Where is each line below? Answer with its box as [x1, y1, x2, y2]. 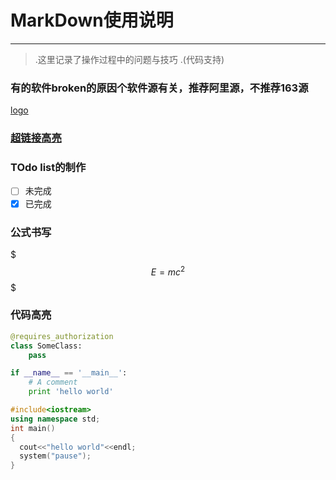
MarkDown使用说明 [10, 9, 174, 32]
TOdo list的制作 [10, 161, 87, 175]
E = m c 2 [150, 264, 186, 278]
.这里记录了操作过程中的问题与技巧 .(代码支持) [34, 53, 225, 65]
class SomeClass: [10, 341, 83, 351]
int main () [10, 423, 56, 433]
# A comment [28, 377, 78, 388]
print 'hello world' [28, 387, 114, 397]
